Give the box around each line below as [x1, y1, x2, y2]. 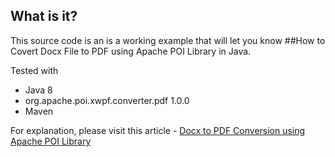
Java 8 [24, 84, 53, 96]
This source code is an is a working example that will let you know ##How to [10, 34, 326, 46]
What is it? [10, 8, 78, 25]
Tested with [10, 64, 59, 76]
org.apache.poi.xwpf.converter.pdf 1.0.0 [24, 94, 190, 106]
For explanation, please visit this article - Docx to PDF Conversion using [10, 124, 306, 136]
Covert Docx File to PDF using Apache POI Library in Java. [10, 45, 252, 57]
